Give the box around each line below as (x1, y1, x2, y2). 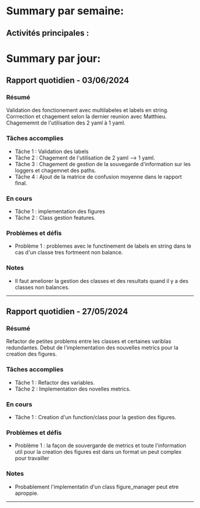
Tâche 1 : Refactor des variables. (14, 379, 95, 386)
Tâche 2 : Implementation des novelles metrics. (14, 385, 131, 392)
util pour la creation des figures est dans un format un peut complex (14, 448, 182, 456)
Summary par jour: (6, 52, 101, 65)
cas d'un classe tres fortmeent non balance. (14, 249, 123, 256)
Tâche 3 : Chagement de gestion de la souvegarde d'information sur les (14, 160, 191, 167)
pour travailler (14, 454, 49, 462)
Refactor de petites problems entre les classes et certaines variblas (6, 338, 171, 345)
